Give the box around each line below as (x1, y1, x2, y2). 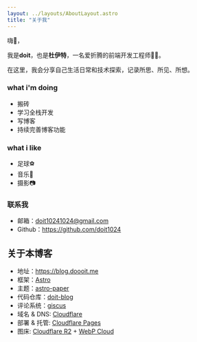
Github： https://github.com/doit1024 (16, 225, 121, 234)
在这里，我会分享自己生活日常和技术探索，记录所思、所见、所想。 (7, 65, 194, 74)
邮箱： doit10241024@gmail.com (16, 217, 108, 225)
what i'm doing (7, 83, 58, 93)
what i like (7, 142, 42, 152)
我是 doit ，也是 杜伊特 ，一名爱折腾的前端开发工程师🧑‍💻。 (7, 51, 165, 59)
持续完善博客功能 (16, 125, 66, 133)
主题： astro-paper (16, 284, 70, 292)
